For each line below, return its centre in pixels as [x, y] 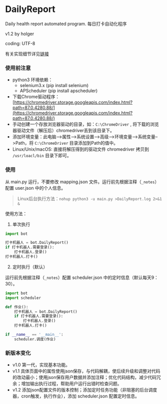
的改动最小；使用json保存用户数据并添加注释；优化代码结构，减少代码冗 [86, 377]
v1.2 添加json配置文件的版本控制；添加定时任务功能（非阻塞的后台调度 [85, 390]
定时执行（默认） [30, 267]
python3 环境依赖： [33, 80]
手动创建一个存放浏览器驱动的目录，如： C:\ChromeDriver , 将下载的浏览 [86, 124]
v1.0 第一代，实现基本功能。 [41, 365]
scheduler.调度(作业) [35, 339]
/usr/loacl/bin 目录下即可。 [42, 156]
